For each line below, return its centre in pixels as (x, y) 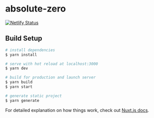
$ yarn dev (17, 68)
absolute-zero (36, 9)
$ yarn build (19, 82)
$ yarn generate (22, 100)
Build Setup (24, 38)
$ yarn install (21, 55)
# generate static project (34, 96)
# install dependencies (30, 50)
